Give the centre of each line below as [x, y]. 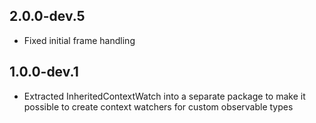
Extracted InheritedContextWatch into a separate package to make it [164, 96]
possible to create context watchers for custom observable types [158, 106]
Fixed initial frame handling [79, 40]
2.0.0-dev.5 [47, 16]
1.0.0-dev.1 [44, 72]
